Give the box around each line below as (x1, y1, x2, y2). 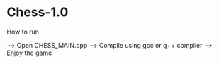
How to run (6, 27, 40, 36)
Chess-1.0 (6, 4, 69, 20)
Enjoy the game (6, 49, 52, 57)
